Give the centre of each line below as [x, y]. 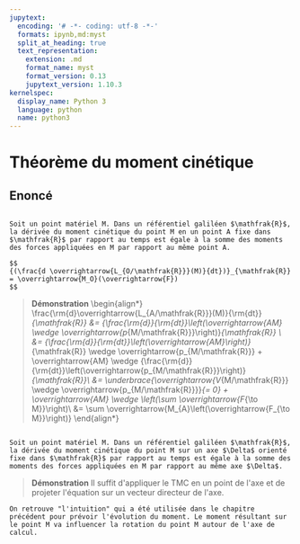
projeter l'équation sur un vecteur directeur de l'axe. [128, 493]
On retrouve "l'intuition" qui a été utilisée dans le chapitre [132, 509]
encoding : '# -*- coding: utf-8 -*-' [88, 26]
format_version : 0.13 [66, 76]
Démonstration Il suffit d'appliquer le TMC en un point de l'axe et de [158, 483]
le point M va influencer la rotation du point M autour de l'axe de [142, 525]
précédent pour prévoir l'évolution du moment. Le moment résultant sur [148, 517]
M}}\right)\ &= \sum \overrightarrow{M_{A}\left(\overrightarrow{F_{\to [160, 409]
